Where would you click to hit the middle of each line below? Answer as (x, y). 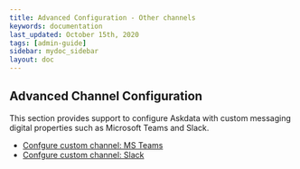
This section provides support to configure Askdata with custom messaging (150, 117)
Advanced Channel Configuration (106, 96)
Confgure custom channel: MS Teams (93, 145)
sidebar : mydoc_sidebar (54, 52)
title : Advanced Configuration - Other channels (103, 18)
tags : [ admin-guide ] (48, 43)
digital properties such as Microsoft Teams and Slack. (109, 127)
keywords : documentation (56, 26)
